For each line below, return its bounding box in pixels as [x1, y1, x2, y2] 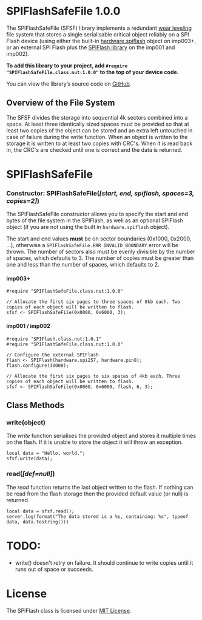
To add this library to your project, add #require [6, 62, 128, 69]
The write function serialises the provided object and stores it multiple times [6, 432, 196, 440]
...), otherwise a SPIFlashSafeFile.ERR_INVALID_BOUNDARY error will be [6, 242, 179, 249]
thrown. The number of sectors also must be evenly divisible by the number [6, 248, 195, 256]
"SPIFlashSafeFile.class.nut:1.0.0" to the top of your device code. [6, 68, 179, 75]
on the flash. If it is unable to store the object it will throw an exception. [6, 438, 183, 446]
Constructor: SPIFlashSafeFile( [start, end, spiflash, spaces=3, [6, 189, 195, 197]
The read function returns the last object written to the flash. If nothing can [6, 483, 194, 491]
